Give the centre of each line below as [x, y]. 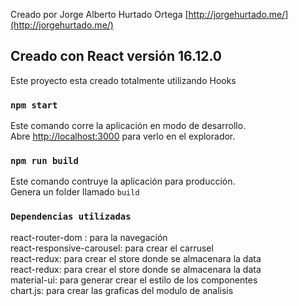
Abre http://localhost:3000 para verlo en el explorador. [123, 136]
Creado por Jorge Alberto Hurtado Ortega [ [99, 14]
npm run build [44, 161]
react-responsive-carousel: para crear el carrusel [112, 248]
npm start [34, 105]
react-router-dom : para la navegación [89, 237]
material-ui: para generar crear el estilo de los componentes [134, 280]
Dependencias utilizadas [71, 217]
